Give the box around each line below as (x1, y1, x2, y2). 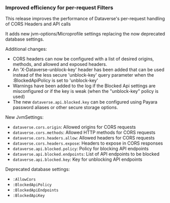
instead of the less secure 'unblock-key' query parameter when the (12, 72, 154, 78)
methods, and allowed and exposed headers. (12, 61, 107, 67)
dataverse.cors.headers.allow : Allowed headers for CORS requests (12, 135, 155, 141)
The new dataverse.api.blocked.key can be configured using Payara (12, 99, 158, 105)
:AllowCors (12, 177, 36, 182)
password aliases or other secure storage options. (12, 105, 118, 111)
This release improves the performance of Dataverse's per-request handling (5, 16, 165, 22)
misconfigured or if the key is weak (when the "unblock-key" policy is (12, 88, 159, 94)
